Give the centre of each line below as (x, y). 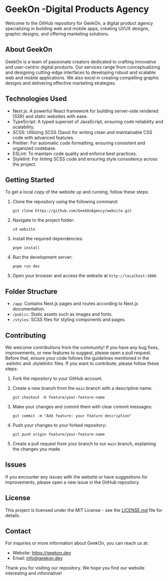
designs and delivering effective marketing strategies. (61, 83)
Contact (18, 531)
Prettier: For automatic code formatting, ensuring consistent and (79, 143)
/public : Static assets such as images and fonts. (62, 314)
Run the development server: (42, 257)
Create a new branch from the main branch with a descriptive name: (82, 388)
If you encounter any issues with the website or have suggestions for (76, 477)
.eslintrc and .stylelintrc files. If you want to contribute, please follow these (82, 363)
